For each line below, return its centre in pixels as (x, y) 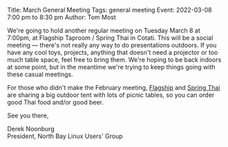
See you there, (28, 115)
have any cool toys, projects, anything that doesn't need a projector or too (113, 52)
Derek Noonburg (31, 129)
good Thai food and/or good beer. (56, 102)
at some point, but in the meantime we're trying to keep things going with (111, 67)
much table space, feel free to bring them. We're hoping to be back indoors (114, 60)
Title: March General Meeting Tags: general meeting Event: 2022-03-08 (110, 10)
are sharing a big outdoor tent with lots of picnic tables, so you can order (111, 95)
